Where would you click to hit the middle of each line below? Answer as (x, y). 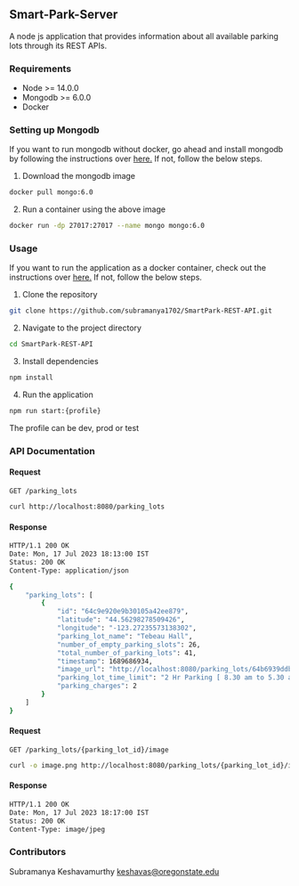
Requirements (40, 69)
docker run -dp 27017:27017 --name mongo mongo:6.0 (107, 226)
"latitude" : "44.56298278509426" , (121, 620)
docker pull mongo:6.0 (51, 192)
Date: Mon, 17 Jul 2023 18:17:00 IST (79, 813)
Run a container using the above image (94, 209)
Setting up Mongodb (54, 130)
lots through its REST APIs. (58, 45)
